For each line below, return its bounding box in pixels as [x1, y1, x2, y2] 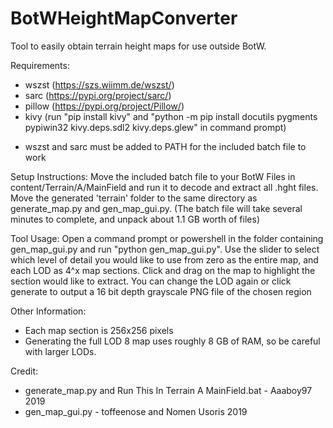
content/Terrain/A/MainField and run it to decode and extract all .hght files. [10, 181, 319, 193]
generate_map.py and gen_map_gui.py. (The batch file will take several [10, 202, 303, 214]
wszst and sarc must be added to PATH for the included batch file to [24, 140, 307, 152]
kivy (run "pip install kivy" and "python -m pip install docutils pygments [24, 110, 318, 122]
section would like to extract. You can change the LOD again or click [10, 275, 292, 287]
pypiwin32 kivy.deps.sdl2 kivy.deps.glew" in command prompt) [24, 121, 287, 133]
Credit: [10, 365, 39, 377]
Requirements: [10, 59, 70, 71]
